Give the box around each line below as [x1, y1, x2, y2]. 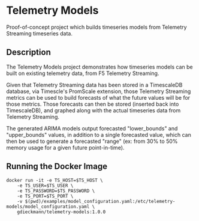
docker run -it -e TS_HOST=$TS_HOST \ [6, 177, 103, 183]
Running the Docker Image [6, 162, 108, 172]
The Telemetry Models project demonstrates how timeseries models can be [6, 63, 193, 70]
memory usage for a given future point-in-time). [6, 144, 125, 151]
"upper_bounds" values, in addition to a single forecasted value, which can [6, 131, 192, 138]
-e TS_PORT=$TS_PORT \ [17, 193, 74, 199]
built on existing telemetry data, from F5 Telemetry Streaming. [6, 70, 159, 77]
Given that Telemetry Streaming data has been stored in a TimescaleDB [6, 81, 183, 88]
